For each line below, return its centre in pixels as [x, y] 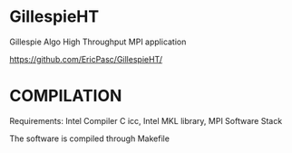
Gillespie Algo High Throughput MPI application [98, 42]
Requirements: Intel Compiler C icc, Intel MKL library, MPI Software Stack [146, 120]
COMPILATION [66, 96]
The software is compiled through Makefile [90, 139]
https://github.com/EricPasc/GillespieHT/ [86, 59]
